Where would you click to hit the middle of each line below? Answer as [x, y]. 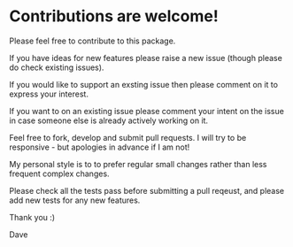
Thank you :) [32, 217]
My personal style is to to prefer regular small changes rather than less [138, 164]
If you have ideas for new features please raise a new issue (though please [146, 58]
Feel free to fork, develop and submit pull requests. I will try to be [128, 137]
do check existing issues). [57, 67]
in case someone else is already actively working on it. [109, 120]
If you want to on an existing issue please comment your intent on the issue [147, 111]
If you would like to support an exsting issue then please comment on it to [144, 84]
